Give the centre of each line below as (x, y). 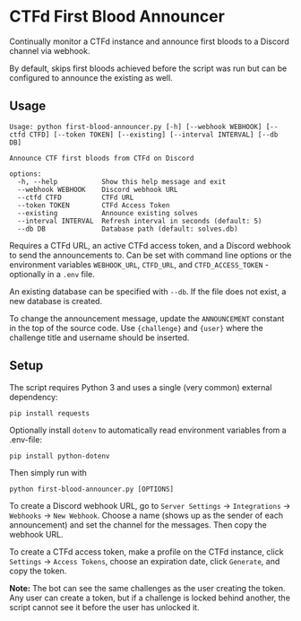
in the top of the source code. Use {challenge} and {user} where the (136, 328)
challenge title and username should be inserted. (99, 337)
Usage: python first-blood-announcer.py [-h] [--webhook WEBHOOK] (136, 127)
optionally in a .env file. (52, 274)
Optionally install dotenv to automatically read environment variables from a (148, 430)
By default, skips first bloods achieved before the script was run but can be (148, 68)
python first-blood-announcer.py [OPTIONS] (92, 489)
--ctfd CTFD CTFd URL (76, 197)
